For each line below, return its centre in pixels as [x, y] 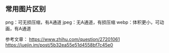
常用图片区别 [26, 9]
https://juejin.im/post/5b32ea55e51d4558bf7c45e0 [59, 45]
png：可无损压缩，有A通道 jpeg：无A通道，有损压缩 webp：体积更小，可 [82, 22]
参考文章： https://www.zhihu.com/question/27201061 [63, 39]
